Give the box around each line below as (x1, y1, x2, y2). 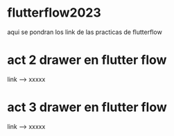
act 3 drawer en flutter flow (7, 99, 168, 115)
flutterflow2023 (7, 5, 102, 21)
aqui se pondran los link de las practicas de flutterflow (7, 28, 163, 36)
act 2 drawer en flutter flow (7, 52, 167, 68)
